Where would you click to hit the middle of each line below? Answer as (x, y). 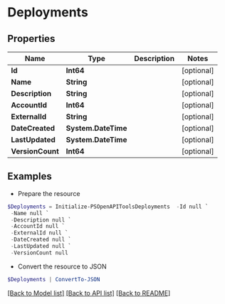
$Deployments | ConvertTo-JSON (54, 279)
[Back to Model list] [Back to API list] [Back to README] (89, 293)
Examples (30, 177)
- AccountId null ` (38, 227)
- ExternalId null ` (40, 233)
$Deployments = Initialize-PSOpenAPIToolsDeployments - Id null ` (108, 207)
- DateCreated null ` (41, 240)
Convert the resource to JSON (62, 266)
